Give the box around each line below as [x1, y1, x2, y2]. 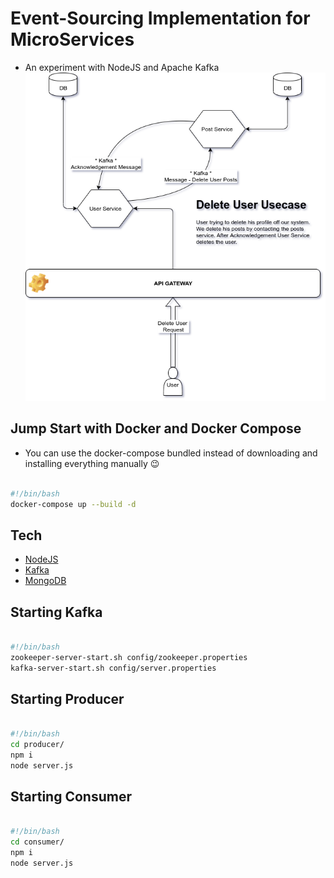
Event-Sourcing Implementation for [10, 7, 311, 30]
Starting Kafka [10, 603, 103, 621]
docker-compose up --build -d [10, 499, 137, 509]
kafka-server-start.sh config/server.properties [10, 663, 217, 673]
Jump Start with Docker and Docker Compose [10, 420, 302, 437]
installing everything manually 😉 [24, 457, 160, 469]
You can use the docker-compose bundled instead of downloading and [24, 447, 318, 459]
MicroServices [10, 28, 135, 51]
